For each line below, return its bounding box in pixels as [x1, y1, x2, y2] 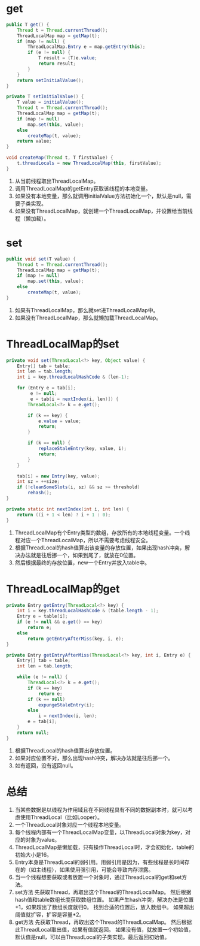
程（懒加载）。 [14, 214, 50, 222]
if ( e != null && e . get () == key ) [17, 619, 103, 625]
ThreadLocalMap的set [6, 337, 119, 350]
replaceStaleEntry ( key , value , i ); [38, 446, 127, 452]
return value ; [17, 138, 52, 144]
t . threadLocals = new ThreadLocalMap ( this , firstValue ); [17, 161, 162, 167]
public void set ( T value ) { [6, 256, 76, 262]
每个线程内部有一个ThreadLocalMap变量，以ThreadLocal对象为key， [14, 829, 186, 836]
